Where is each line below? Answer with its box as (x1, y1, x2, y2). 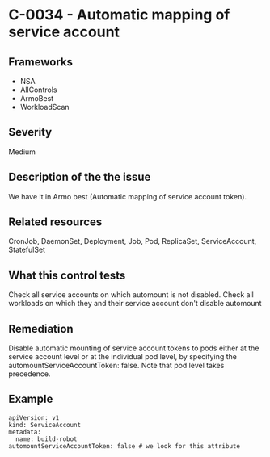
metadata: (8, 428, 42, 436)
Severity (8, 125, 53, 139)
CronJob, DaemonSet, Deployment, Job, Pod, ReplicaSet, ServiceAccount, (8, 237, 257, 246)
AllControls (19, 85, 57, 94)
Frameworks (8, 55, 74, 69)
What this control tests (8, 268, 126, 282)
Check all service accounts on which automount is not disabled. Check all (8, 290, 255, 300)
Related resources (8, 216, 103, 229)
